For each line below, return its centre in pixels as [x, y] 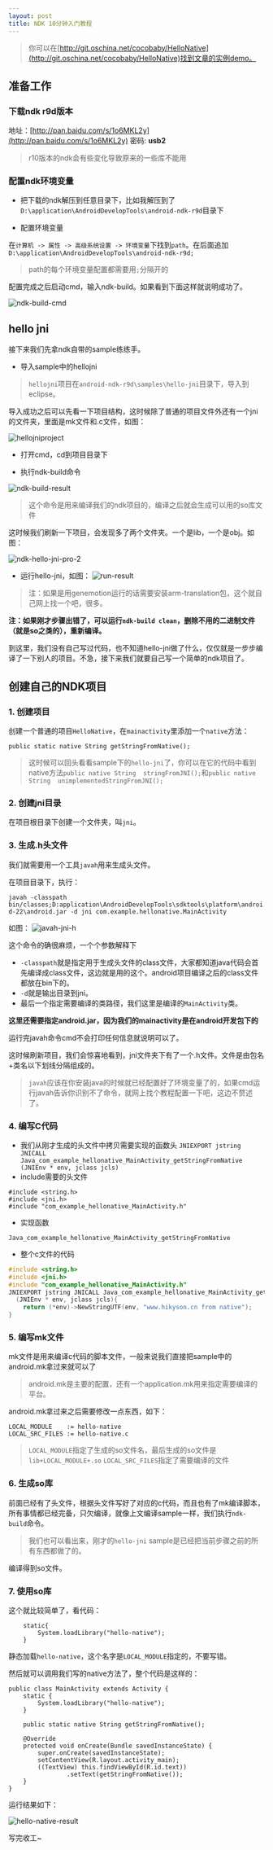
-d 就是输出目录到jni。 [56, 993]
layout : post [30, 16]
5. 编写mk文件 [36, 1337]
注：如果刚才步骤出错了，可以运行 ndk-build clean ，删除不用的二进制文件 [132, 620]
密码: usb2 [148, 141]
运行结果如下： [33, 1804]
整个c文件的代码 [47, 1254]
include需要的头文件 [54, 1177]
